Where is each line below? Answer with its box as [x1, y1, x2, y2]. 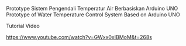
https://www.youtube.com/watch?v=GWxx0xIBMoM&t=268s [6, 34, 152, 40]
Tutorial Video [6, 23, 40, 29]
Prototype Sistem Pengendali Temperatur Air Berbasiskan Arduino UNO [6, 5, 178, 12]
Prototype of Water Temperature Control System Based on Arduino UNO [6, 11, 180, 18]
